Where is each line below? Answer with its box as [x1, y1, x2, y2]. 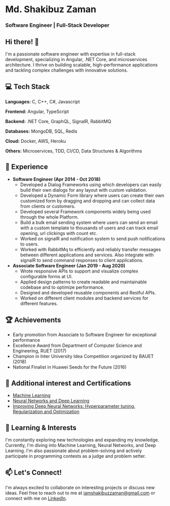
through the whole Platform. [20, 214, 79, 220]
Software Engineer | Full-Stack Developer [5, 22, 110, 29]
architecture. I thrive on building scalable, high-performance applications [5, 62, 158, 68]
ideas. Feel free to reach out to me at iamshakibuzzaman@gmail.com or [5, 490, 156, 496]
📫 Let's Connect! [5, 468, 62, 477]
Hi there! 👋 [5, 37, 40, 46]
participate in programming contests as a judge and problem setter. [5, 453, 146, 459]
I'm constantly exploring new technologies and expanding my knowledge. [5, 436, 159, 443]
